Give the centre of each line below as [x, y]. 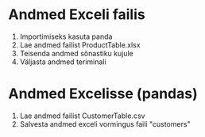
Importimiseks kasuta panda [66, 36]
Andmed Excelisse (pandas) [103, 94]
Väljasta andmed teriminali [63, 62]
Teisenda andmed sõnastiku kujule [76, 53]
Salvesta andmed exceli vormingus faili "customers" [105, 124]
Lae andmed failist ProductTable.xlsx [80, 44]
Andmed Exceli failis [77, 15]
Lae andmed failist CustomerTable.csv [82, 116]
